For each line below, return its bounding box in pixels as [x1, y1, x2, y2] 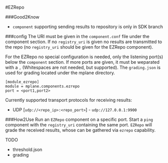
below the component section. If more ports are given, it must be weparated [5, 59, 160, 65]
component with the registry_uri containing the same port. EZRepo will [5, 122, 152, 127]
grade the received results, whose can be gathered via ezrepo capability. [5, 127, 156, 133]
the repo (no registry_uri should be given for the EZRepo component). [5, 44, 153, 50]
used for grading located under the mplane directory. [5, 70, 115, 76]
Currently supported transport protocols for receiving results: [5, 97, 132, 103]
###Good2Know [5, 14, 40, 20]
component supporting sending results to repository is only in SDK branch [12, 24, 163, 30]
